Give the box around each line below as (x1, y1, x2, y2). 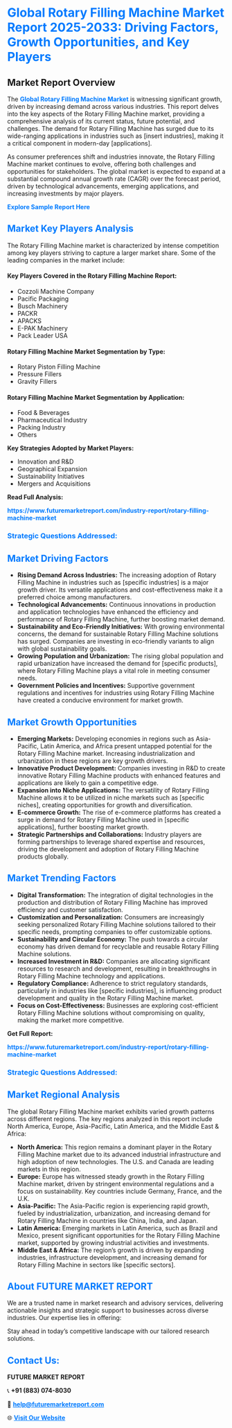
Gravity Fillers (17, 378, 57, 386)
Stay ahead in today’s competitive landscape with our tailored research (7, 1327, 210, 1335)
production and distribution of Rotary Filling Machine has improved (17, 898, 208, 906)
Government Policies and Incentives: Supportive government (17, 681, 195, 690)
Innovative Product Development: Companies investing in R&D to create (17, 764, 226, 772)
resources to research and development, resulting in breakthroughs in (17, 964, 217, 973)
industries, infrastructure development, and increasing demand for (17, 1253, 208, 1262)
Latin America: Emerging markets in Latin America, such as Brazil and (17, 1224, 218, 1232)
